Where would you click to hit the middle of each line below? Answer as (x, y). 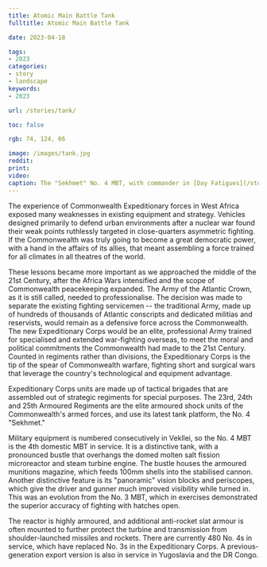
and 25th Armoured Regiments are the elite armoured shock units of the (126, 406)
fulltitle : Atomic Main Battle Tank (69, 23)
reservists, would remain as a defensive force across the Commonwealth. (128, 322)
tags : (17, 52)
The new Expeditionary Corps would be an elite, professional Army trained (130, 331)
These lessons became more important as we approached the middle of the (132, 272)
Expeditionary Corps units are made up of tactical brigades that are (118, 388)
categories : (28, 67)
